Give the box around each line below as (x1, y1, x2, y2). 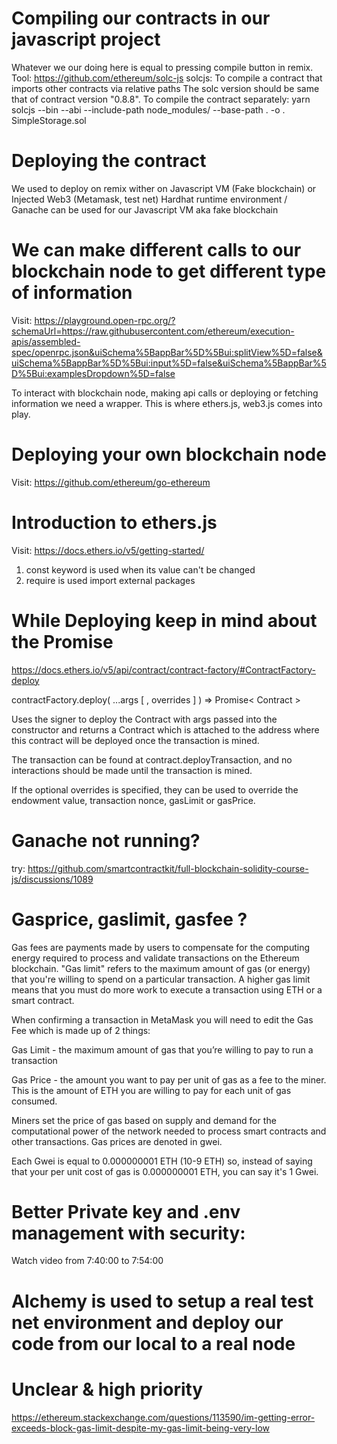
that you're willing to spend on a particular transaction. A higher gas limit (11, 973, 311, 985)
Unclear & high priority (11, 1378, 204, 1401)
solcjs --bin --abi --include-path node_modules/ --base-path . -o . (11, 103, 286, 116)
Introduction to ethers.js (11, 511, 218, 534)
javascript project (11, 28, 161, 51)
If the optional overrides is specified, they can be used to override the (11, 783, 299, 796)
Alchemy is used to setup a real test (11, 1290, 314, 1312)
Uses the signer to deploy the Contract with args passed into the (11, 713, 278, 725)
